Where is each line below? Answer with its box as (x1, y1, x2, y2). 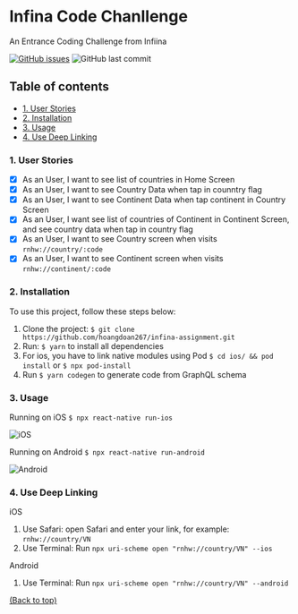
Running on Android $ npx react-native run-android (9, 447, 206, 457)
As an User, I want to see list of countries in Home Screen (21, 175, 235, 185)
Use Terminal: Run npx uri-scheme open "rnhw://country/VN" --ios (21, 543, 273, 554)
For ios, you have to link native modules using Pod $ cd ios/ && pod (21, 350, 274, 361)
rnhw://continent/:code (21, 265, 112, 274)
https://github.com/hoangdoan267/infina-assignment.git (21, 333, 235, 342)
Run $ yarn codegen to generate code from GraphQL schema (21, 369, 247, 379)
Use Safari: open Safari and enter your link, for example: (21, 524, 230, 534)
